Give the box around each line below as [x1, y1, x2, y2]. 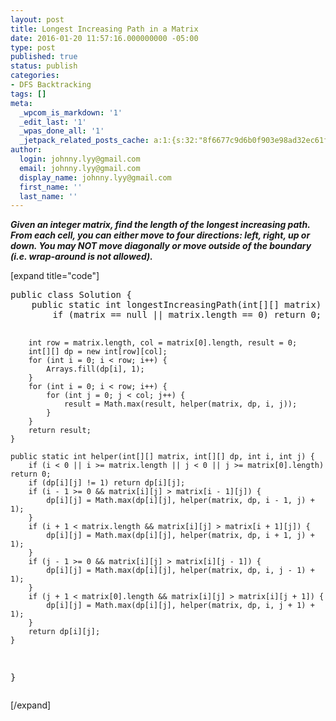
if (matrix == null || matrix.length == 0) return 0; [52, 309, 322, 321]
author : [10, 145, 43, 155]
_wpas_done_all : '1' [19, 126, 105, 136]
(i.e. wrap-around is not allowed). [10, 251, 153, 263]
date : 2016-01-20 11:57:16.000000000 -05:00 [10, 33, 199, 43]
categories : [10, 71, 60, 81]
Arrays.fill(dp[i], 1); [46, 364, 145, 375]
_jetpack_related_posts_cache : [19, 136, 150, 146]
